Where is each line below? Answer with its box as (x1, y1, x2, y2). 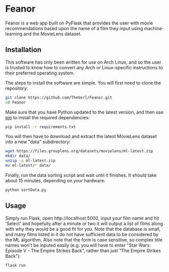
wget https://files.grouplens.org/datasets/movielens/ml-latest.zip (5, 149, 153, 154)
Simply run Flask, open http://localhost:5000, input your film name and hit (5, 215, 159, 221)
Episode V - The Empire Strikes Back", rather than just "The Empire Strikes (5, 248, 161, 254)
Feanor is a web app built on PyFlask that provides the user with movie (5, 20, 153, 26)
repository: (5, 85, 28, 91)
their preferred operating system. (5, 70, 75, 76)
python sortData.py (5, 187, 47, 193)
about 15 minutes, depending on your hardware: (5, 177, 106, 183)
